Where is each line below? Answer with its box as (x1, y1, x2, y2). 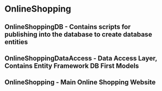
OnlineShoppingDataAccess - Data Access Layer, (4, 54, 157, 62)
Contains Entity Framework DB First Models (4, 61, 139, 70)
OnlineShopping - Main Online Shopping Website (4, 78, 156, 87)
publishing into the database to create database (4, 30, 152, 38)
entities (4, 38, 28, 46)
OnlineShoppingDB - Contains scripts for (4, 23, 131, 31)
